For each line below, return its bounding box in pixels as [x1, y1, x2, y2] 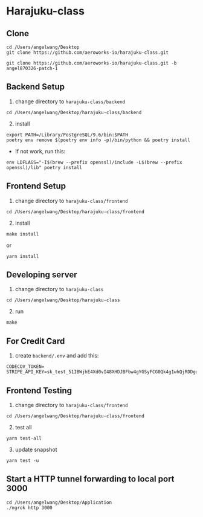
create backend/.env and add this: [14, 352, 99, 359]
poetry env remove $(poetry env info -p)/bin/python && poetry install [6, 137, 190, 143]
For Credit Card [6, 336, 65, 346]
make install [6, 231, 39, 237]
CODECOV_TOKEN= [6, 364, 45, 370]
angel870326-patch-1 [6, 65, 59, 71]
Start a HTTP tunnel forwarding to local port [6, 474, 175, 484]
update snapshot [14, 446, 57, 454]
